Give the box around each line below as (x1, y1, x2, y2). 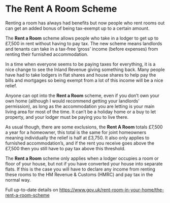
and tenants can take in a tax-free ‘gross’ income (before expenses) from (5, 46, 158, 52)
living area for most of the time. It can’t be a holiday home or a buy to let (5, 109, 156, 115)
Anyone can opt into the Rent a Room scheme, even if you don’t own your (5, 92, 160, 98)
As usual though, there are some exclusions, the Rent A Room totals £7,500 (5, 124, 163, 130)
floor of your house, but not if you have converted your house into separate (5, 160, 163, 166)
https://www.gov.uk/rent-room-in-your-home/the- (59, 186, 164, 193)
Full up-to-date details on (5, 186, 58, 193)
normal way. (5, 177, 31, 183)
